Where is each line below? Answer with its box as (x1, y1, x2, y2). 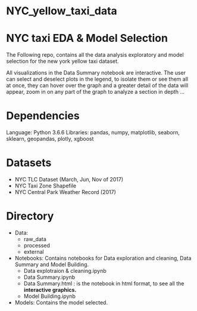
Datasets (6, 156, 52, 170)
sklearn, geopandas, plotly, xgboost (6, 136, 94, 143)
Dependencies (6, 109, 80, 123)
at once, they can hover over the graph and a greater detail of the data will (6, 82, 189, 89)
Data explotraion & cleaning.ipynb (23, 267, 107, 274)
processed (23, 242, 51, 249)
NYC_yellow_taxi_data (6, 4, 117, 18)
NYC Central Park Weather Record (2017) (14, 189, 116, 195)
